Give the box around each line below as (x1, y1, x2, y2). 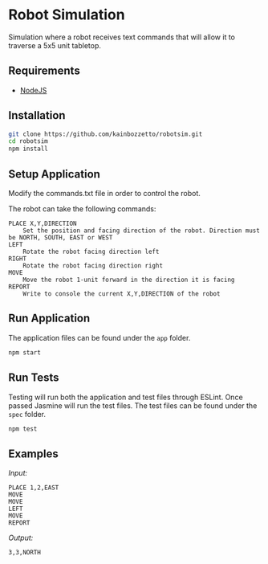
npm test (8, 424, 38, 433)
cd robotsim (8, 137, 48, 145)
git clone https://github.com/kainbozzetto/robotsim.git (8, 130, 203, 138)
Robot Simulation (8, 6, 126, 24)
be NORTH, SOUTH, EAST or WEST (8, 234, 113, 242)
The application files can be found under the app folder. (8, 333, 191, 342)
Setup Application (8, 167, 100, 181)
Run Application (8, 312, 91, 325)
